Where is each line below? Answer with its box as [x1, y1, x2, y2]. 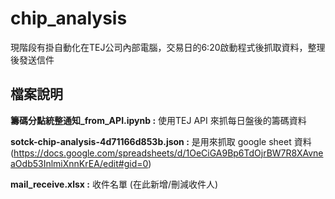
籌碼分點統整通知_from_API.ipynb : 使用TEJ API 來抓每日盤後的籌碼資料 [10, 114, 307, 126]
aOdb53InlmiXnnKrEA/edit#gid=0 [10, 157, 149, 169]
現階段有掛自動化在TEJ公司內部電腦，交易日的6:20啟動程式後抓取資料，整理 [10, 41, 326, 53]
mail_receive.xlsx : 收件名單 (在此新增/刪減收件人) [10, 178, 219, 190]
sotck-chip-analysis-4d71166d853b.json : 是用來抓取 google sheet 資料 [10, 135, 312, 147]
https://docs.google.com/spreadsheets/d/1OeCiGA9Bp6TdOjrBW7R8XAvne [13, 147, 324, 159]
